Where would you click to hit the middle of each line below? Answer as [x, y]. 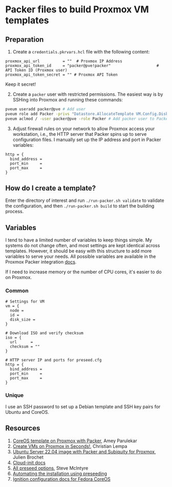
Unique [15, 395]
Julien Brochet [28, 457]
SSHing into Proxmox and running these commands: [68, 100]
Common [17, 291]
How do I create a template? [51, 188]
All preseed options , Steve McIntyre [50, 468]
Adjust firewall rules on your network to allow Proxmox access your [84, 128]
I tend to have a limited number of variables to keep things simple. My [79, 240]
